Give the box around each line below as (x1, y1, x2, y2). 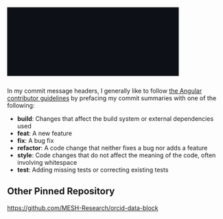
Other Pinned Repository (7, 185, 115, 197)
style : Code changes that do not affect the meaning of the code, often (16, 151, 216, 159)
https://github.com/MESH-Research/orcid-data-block (7, 203, 159, 212)
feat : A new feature (16, 129, 72, 137)
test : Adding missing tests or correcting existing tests (16, 165, 169, 174)
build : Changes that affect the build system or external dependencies (16, 114, 214, 123)
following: (7, 101, 35, 109)
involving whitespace (16, 158, 78, 166)
